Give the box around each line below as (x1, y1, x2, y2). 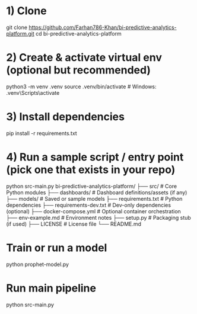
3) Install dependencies (6, 110, 125, 124)
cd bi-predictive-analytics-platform (35, 30, 122, 37)
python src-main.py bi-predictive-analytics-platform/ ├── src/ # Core (6, 182, 177, 190)
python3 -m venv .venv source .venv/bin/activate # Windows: (6, 83, 157, 90)
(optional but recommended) (6, 63, 151, 77)
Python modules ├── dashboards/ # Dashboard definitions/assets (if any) (6, 188, 188, 196)
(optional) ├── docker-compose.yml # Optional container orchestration (6, 207, 181, 214)
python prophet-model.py (6, 261, 69, 268)
